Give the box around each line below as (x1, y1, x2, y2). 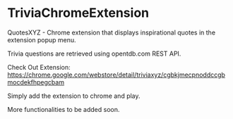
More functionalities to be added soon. (7, 105, 120, 113)
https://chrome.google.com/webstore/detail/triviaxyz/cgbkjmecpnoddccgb (7, 70, 226, 79)
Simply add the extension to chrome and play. (7, 92, 141, 100)
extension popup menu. (7, 35, 76, 44)
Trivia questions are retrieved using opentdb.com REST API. (7, 49, 181, 58)
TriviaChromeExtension (7, 5, 150, 21)
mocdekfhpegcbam (7, 77, 65, 86)
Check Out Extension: (7, 63, 71, 71)
